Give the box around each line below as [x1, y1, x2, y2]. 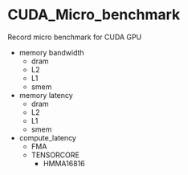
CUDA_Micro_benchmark [7, 6, 181, 24]
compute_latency [18, 132, 77, 142]
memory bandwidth [18, 47, 85, 57]
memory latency [18, 90, 73, 100]
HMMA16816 [43, 158, 85, 168]
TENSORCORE [31, 150, 80, 160]
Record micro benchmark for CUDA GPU [7, 32, 142, 42]
